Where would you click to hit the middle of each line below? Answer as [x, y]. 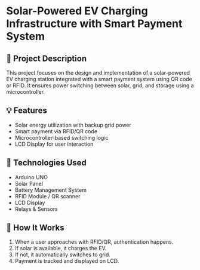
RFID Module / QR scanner [47, 196]
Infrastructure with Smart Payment [94, 24]
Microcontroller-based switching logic [61, 137]
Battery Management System [51, 190]
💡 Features [27, 111]
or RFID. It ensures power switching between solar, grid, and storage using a [100, 85]
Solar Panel [29, 183]
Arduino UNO [31, 177]
